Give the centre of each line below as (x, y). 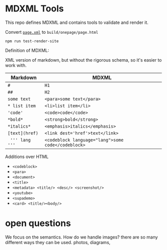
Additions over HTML (27, 157)
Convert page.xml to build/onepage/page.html (52, 32)
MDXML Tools (35, 9)
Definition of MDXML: (27, 50)
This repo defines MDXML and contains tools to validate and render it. (77, 22)
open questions (38, 223)
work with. (16, 65)
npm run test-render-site (32, 41)
